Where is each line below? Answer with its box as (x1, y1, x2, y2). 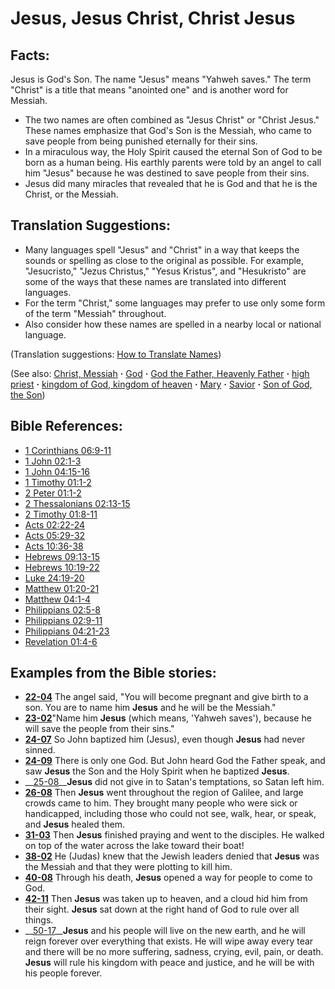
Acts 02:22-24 (24, 518, 86, 531)
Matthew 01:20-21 (24, 582, 100, 594)
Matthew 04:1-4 (24, 593, 92, 605)
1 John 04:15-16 (24, 465, 91, 477)
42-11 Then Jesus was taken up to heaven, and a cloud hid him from (24, 893, 308, 905)
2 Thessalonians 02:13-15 (24, 497, 131, 509)
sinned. (24, 744, 56, 756)
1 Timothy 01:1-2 (24, 476, 92, 488)
